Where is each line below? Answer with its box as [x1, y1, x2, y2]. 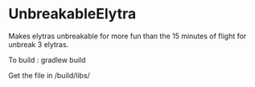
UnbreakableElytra [8, 5, 137, 23]
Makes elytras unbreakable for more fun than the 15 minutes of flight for [8, 31, 247, 41]
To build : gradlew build [8, 55, 86, 65]
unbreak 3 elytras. [8, 39, 69, 49]
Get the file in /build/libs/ [8, 70, 90, 80]
